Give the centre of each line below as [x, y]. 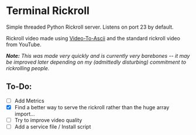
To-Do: [19, 87]
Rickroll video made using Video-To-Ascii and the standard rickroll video [93, 38]
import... [25, 114]
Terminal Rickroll [48, 11]
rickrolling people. [28, 68]
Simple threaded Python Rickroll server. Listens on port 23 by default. [90, 27]
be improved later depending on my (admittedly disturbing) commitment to [96, 62]
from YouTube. [24, 44]
